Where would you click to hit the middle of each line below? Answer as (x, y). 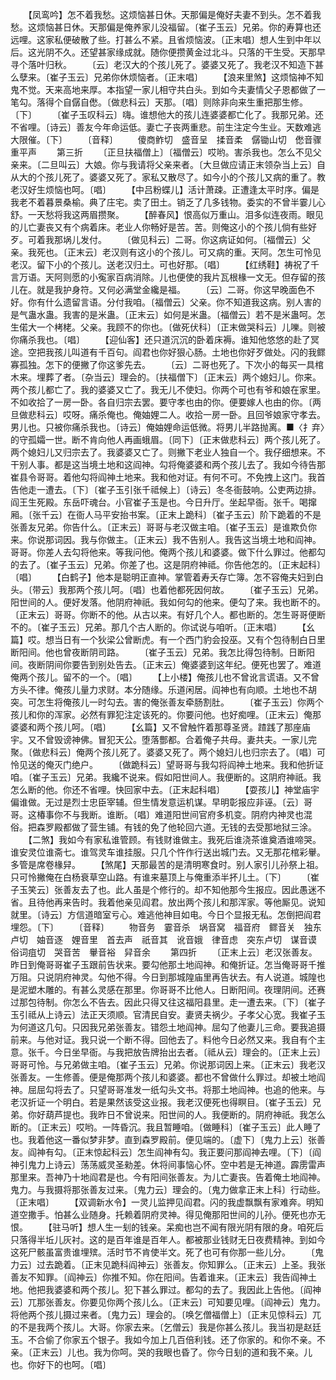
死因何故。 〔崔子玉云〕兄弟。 (254, 589)
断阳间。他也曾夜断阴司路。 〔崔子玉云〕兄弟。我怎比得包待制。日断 (158, 652)
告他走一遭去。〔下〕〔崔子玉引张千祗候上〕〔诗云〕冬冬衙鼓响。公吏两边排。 (166, 489)
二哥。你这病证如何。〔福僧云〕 (238, 239)
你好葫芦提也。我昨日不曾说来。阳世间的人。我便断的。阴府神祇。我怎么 (176, 1114)
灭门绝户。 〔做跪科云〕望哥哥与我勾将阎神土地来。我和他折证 (188, 764)
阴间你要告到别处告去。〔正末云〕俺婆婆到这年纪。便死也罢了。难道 (183, 664)
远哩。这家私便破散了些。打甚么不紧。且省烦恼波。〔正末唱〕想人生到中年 (161, 39)
